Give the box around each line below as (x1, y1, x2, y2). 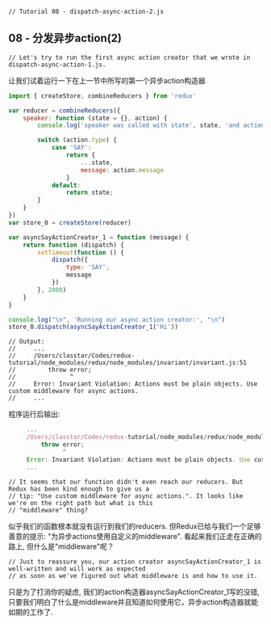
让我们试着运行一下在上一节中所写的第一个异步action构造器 (8, 75, 206, 85)
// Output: (8, 338, 45, 346)
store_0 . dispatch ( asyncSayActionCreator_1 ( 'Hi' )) (8, 323, 179, 331)
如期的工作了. (8, 607, 54, 617)
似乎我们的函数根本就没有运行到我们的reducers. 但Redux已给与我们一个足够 (8, 521, 261, 531)
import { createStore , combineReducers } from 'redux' (8, 91, 197, 100)
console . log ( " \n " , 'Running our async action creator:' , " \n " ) (8, 315, 226, 323)
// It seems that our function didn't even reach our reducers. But (8, 478, 244, 486)
